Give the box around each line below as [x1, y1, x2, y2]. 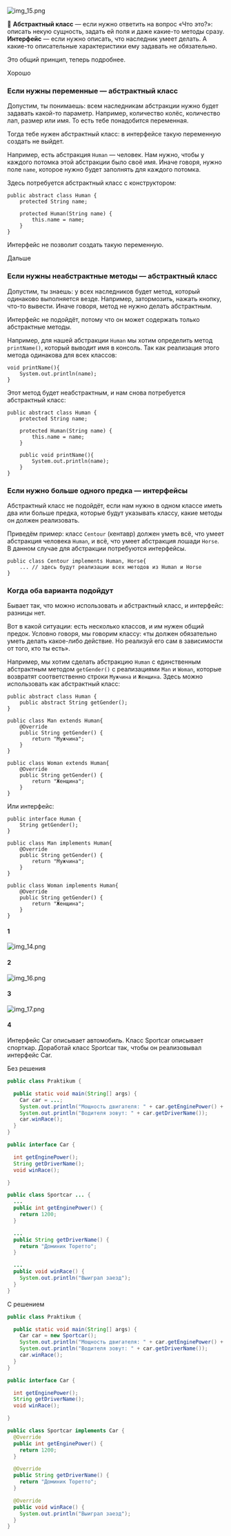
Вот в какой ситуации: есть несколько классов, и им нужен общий [7, 622, 205, 631]
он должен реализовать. [7, 516, 80, 524]
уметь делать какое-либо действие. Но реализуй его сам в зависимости [7, 637, 223, 645]
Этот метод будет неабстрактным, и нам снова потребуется [7, 388, 186, 397]
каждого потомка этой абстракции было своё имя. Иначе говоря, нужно [7, 158, 222, 166]
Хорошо [7, 69, 31, 77]
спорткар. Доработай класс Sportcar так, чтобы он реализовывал [7, 1044, 202, 1051]
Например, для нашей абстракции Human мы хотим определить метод [7, 336, 213, 344]
